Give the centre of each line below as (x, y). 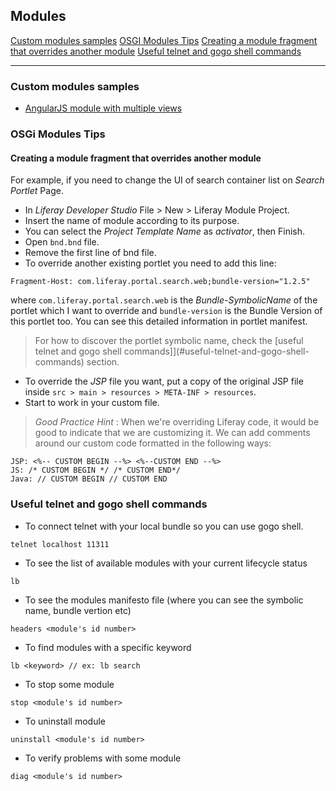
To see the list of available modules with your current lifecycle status (166, 563)
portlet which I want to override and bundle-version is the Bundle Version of (166, 311)
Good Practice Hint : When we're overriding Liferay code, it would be (177, 422)
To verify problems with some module (103, 758)
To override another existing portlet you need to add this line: (150, 263)
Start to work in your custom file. (92, 403)
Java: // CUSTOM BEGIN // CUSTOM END (89, 479)
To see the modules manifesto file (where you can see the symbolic (164, 600)
